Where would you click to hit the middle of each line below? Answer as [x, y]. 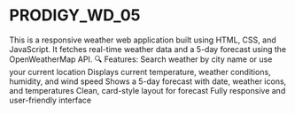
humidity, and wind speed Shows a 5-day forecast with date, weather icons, [148, 81]
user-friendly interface [50, 100]
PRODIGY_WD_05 [75, 15]
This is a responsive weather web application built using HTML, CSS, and [143, 40]
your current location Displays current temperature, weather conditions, [140, 72]
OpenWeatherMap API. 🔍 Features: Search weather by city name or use [141, 59]
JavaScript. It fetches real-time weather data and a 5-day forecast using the [148, 49]
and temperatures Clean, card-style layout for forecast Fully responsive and [147, 90]
